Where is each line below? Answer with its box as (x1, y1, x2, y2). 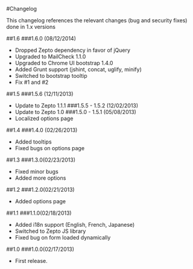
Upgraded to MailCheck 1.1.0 (14, 53, 86, 60)
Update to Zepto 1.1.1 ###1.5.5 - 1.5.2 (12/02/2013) (14, 102, 139, 109)
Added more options (14, 174, 66, 182)
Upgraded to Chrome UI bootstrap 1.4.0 (14, 60, 113, 66)
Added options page (14, 198, 66, 204)
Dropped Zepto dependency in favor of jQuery (14, 46, 131, 54)
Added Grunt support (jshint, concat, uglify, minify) (14, 66, 142, 73)
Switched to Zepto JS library (14, 227, 86, 235)
